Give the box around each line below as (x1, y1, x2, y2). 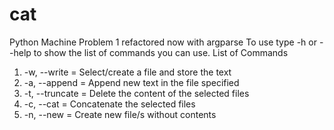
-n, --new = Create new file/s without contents (23, 108, 217, 120)
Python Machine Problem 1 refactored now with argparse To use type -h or (9, 36, 317, 48)
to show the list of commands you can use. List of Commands (33, 46, 289, 58)
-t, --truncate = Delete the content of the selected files (23, 87, 250, 99)
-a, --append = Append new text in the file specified (23, 76, 240, 88)
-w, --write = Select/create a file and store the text (23, 66, 232, 78)
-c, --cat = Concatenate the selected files (23, 98, 196, 110)
